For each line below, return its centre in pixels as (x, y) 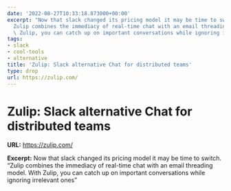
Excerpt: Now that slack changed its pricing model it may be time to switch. (114, 158)
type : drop (23, 71)
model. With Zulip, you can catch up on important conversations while (106, 173)
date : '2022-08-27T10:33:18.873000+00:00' (69, 13)
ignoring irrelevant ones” (42, 180)
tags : (15, 39)
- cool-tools (26, 52)
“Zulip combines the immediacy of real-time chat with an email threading (110, 166)
